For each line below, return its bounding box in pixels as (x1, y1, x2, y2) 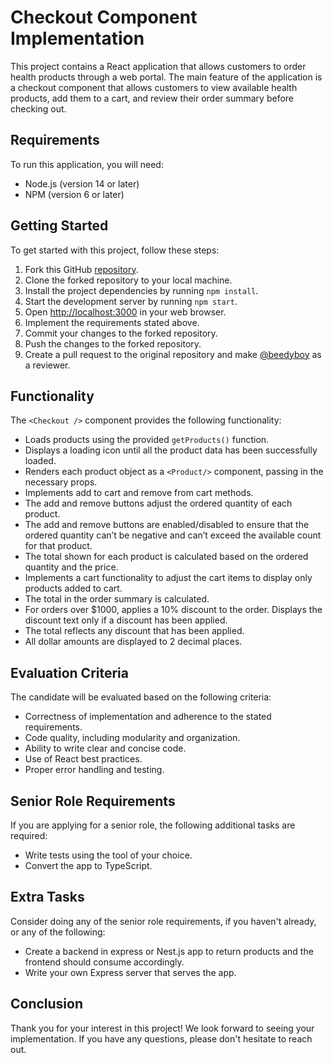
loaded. (24, 455, 57, 467)
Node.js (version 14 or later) (24, 177, 140, 190)
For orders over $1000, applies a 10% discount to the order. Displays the (24, 604, 323, 616)
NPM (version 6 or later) (24, 188, 125, 200)
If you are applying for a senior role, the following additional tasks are (10, 819, 296, 831)
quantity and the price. (24, 561, 119, 573)
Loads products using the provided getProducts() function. (24, 434, 270, 446)
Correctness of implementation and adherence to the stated (24, 711, 272, 723)
